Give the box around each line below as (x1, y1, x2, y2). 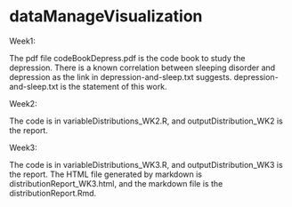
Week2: (9, 98, 37, 108)
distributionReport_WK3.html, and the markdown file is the (9, 178, 223, 188)
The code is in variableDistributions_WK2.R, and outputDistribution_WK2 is (9, 115, 283, 126)
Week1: (9, 36, 36, 46)
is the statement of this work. (60, 81, 167, 92)
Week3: (9, 142, 37, 153)
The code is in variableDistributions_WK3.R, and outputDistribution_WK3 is (9, 159, 283, 170)
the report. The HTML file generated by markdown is (9, 169, 203, 179)
